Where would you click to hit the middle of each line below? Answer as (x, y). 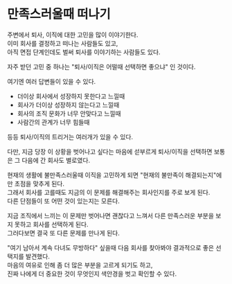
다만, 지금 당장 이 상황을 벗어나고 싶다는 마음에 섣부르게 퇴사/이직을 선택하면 (110, 151)
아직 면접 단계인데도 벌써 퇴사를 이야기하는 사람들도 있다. (84, 52)
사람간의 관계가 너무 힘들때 (53, 122)
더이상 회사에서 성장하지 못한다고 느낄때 (71, 96)
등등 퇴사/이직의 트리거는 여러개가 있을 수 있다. (70, 136)
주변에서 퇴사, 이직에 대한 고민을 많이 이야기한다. (73, 35)
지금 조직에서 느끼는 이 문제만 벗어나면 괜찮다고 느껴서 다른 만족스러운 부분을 (111, 215)
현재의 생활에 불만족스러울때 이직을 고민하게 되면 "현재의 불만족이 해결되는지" (112, 175)
